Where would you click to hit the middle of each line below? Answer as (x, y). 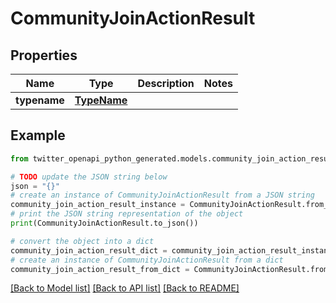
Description (166, 83)
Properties (44, 55)
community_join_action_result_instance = (98, 205)
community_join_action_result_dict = (89, 250)
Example (38, 135)
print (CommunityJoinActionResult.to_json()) (104, 223)
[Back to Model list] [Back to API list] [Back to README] (125, 288)
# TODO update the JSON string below (89, 177)
